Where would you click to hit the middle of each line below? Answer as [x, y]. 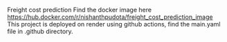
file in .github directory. [40, 31]
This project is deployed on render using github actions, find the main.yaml [114, 24]
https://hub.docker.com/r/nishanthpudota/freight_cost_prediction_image [110, 17]
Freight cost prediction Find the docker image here [80, 10]
